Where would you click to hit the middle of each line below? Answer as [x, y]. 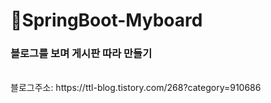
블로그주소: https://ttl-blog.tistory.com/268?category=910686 [136, 88]
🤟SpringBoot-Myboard [106, 20]
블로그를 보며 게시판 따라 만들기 [81, 54]
